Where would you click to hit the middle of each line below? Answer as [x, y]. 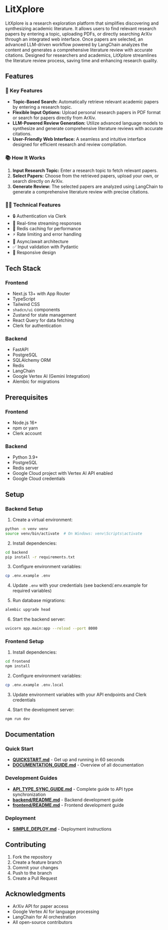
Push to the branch [32, 873]
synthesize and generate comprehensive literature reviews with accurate [88, 128]
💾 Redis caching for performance [47, 229]
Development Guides [31, 778]
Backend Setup [24, 508]
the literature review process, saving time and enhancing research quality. [81, 60]
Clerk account [27, 433]
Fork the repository [32, 857]
